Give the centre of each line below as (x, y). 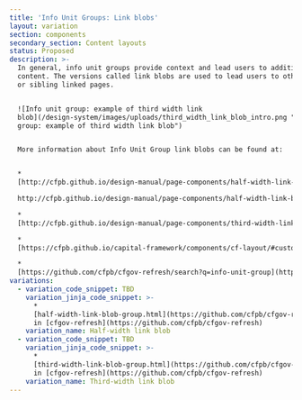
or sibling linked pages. (66, 85)
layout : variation (44, 26)
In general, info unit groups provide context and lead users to (142, 68)
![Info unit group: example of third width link (110, 109)
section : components (48, 34)
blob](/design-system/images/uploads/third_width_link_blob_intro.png (152, 117)
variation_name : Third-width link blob (100, 381)
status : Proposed (42, 51)
